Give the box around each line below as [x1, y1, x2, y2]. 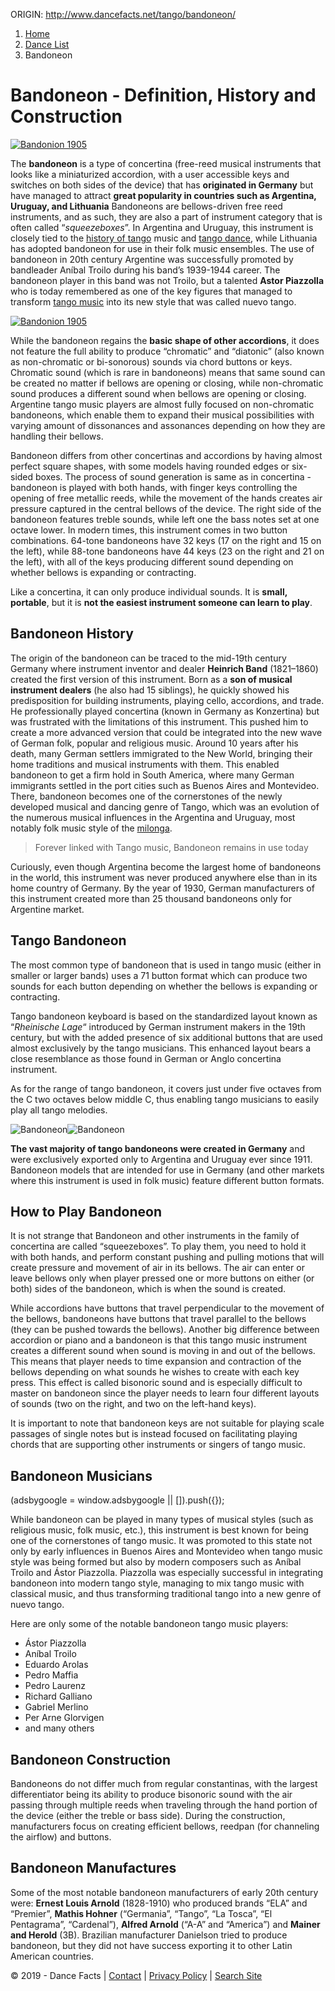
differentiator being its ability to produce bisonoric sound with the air [10, 1789, 293, 1800]
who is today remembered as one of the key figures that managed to [10, 285, 293, 297]
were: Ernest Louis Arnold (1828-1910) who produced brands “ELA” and [10, 1897, 308, 1909]
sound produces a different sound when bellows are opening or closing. [10, 387, 307, 399]
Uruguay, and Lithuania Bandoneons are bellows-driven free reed [10, 200, 283, 212]
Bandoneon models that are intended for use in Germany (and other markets [10, 1164, 325, 1176]
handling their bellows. [10, 430, 104, 442]
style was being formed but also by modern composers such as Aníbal [10, 1556, 302, 1568]
